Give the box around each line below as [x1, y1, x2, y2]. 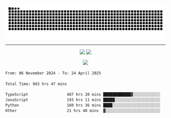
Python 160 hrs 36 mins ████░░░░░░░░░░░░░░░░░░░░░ [5, 103, 160, 108]
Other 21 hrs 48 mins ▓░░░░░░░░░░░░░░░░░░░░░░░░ [5, 108, 160, 113]
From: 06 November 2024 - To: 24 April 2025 [5, 70, 101, 76]
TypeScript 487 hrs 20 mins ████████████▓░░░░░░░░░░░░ [5, 92, 160, 97]
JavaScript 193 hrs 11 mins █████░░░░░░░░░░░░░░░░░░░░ [5, 98, 160, 103]
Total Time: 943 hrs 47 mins [5, 81, 67, 86]
